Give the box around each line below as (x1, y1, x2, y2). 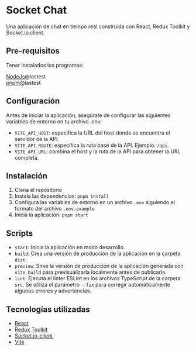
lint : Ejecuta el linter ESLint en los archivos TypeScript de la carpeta (14, 275, 181, 282)
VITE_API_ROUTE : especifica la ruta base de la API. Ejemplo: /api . (14, 142, 169, 149)
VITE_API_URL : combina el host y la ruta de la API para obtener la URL (14, 147, 181, 155)
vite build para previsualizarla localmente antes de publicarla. (14, 269, 167, 276)
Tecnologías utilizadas (6, 304, 90, 314)
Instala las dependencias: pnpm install (14, 192, 109, 199)
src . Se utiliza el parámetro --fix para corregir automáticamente (14, 281, 171, 288)
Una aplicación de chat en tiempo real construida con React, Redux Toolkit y (6, 23, 190, 30)
